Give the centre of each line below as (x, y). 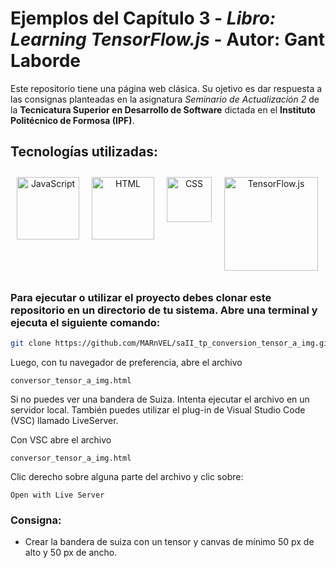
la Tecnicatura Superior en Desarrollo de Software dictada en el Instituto (163, 109)
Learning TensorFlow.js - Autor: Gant (167, 39)
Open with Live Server (57, 495)
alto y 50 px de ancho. (71, 553)
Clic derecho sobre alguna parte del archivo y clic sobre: (127, 476)
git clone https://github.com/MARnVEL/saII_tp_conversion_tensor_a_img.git (171, 343)
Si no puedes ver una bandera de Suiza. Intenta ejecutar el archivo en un (160, 399)
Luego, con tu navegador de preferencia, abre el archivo (126, 362)
